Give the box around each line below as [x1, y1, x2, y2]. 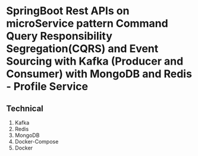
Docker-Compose [14, 138, 59, 145]
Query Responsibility [6, 30, 113, 43]
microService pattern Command [6, 17, 168, 30]
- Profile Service [6, 80, 89, 93]
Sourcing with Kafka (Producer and [6, 55, 184, 68]
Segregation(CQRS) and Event [6, 42, 159, 56]
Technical [6, 103, 43, 113]
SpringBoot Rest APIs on [6, 4, 130, 18]
